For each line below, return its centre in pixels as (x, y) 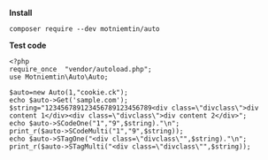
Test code (28, 45)
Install (21, 13)
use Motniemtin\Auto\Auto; (59, 77)
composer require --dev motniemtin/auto (85, 29)
